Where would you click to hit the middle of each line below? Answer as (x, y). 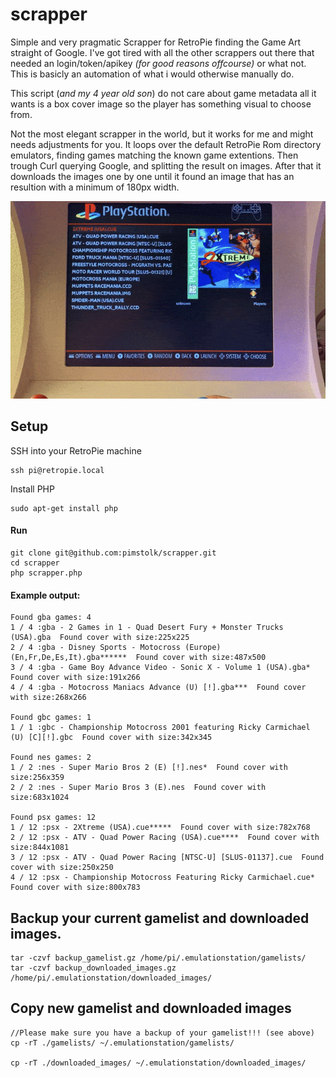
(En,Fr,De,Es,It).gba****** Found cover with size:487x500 (138, 658)
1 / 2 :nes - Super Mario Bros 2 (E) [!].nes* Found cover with (149, 768)
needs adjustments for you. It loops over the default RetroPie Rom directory (166, 144)
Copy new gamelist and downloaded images (151, 1008)
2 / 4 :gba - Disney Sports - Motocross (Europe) (116, 648)
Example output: (45, 595)
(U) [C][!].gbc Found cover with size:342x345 (111, 738)
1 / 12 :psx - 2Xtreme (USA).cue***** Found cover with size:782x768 (160, 828)
